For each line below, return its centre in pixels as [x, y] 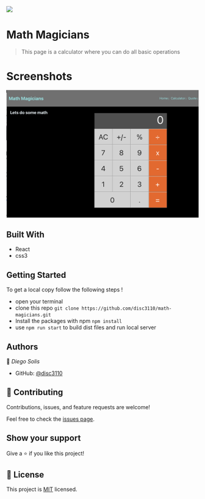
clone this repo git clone [47, 308]
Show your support [44, 438]
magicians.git [33, 315]
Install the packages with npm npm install [69, 321]
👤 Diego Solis [23, 362]
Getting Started [36, 275]
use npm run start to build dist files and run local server [86, 327]
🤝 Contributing [35, 392]
